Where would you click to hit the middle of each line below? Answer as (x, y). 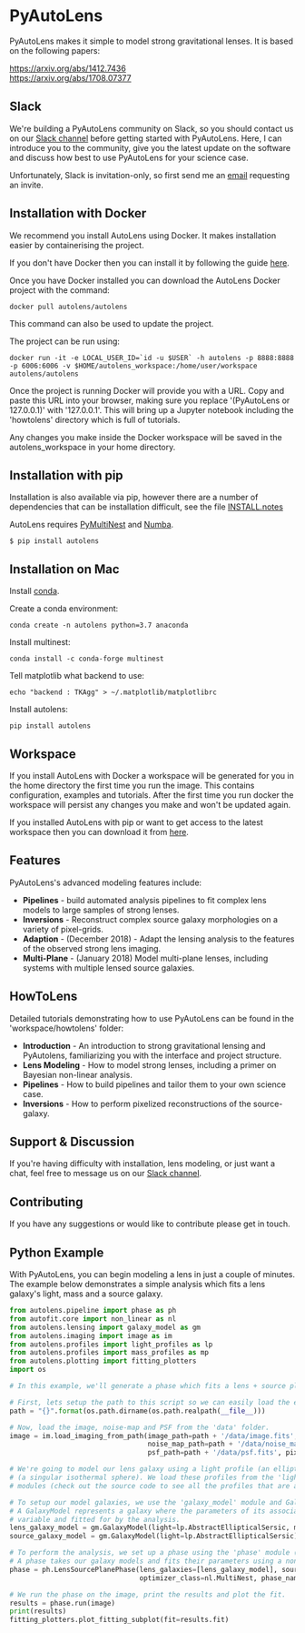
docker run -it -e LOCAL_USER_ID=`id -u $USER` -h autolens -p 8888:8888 (152, 358)
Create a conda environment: (64, 609)
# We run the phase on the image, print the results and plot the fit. (148, 1594)
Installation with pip (67, 475)
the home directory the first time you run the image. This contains (132, 785)
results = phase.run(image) (63, 1603)
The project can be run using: (65, 341)
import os (28, 1370)
